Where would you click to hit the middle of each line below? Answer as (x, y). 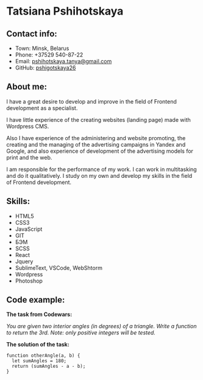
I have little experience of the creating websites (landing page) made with (98, 119)
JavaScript (29, 229)
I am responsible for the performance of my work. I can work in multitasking (101, 169)
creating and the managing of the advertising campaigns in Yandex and (96, 144)
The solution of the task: (38, 345)
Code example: (36, 300)
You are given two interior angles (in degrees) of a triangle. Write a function (101, 326)
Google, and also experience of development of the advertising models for (100, 151)
